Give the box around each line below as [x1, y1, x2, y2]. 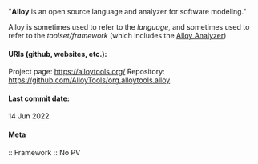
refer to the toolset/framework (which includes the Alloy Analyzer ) [8, 31, 227, 40]
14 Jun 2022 [8, 111, 50, 121]
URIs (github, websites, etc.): [8, 49, 107, 58]
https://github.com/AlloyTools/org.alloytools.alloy [8, 75, 171, 85]
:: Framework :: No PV [8, 147, 81, 157]
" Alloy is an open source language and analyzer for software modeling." [8, 7, 247, 16]
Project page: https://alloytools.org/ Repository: [8, 67, 166, 77]
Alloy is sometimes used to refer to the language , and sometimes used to [8, 22, 250, 31]
